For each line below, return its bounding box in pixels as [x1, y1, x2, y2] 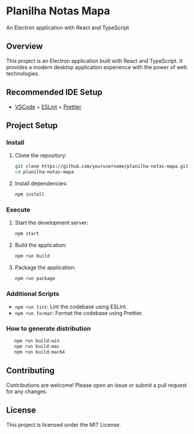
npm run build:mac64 [14, 349, 65, 355]
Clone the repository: [14, 152, 67, 159]
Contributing [6, 366, 55, 376]
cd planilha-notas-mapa [14, 169, 74, 175]
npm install [14, 191, 45, 197]
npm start [14, 231, 40, 237]
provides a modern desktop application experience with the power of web [6, 63, 187, 71]
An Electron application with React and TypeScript [6, 24, 129, 31]
